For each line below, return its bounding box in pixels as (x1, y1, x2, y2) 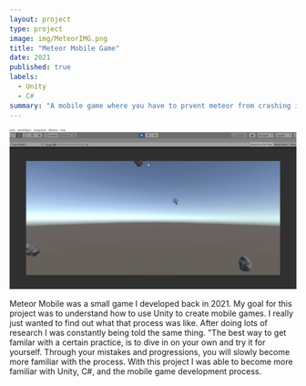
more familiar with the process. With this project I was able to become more (9, 356, 293, 367)
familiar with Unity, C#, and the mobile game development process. (9, 366, 262, 377)
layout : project (9, 15, 71, 24)
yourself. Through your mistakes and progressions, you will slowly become (9, 347, 291, 357)
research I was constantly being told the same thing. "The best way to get (9, 328, 287, 338)
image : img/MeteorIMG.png (9, 34, 107, 43)
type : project (9, 24, 64, 34)
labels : (9, 73, 39, 82)
